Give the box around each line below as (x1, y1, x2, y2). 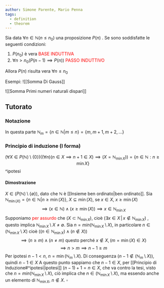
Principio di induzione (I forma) (5, 142, 81, 149)
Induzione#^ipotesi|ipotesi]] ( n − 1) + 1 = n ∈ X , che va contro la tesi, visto (5, 265, 156, 271)
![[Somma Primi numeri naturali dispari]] (5, 88, 86, 94)
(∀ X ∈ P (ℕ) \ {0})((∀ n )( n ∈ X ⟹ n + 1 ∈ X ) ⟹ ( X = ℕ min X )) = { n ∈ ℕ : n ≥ (5, 154, 160, 161)
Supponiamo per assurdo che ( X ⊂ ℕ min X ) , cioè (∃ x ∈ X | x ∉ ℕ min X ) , (5, 215, 149, 222)
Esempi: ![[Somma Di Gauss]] (5, 79, 65, 84)
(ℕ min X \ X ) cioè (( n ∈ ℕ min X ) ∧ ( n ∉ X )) (5, 228, 88, 236)
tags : (5, 12, 16, 17)
